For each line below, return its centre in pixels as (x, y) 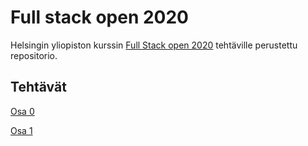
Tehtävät (38, 87)
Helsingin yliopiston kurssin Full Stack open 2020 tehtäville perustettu (154, 45)
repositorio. (34, 55)
